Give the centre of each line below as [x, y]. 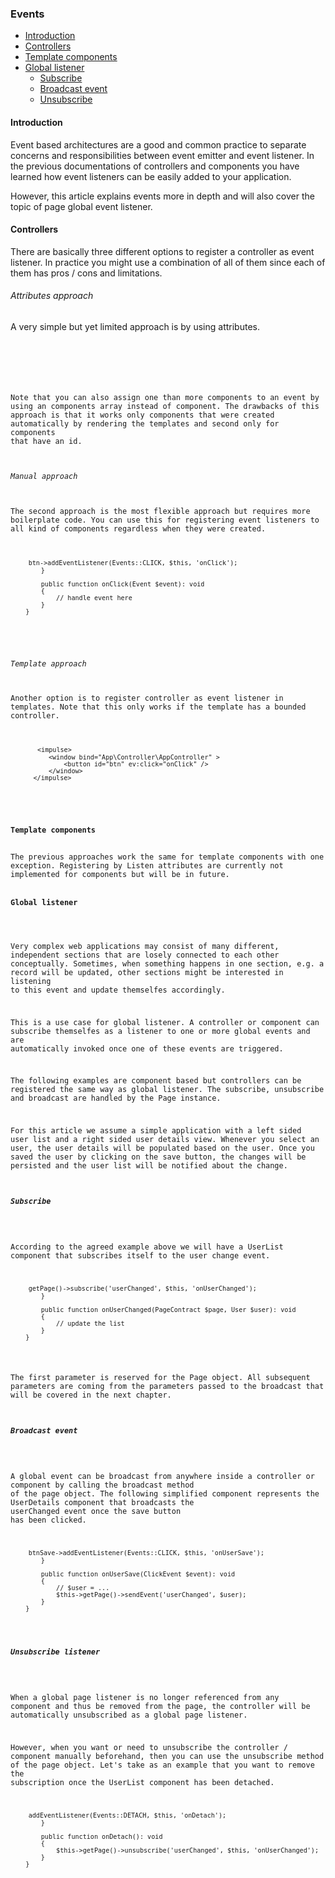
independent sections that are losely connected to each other [145, 955]
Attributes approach [52, 296]
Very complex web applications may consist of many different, [145, 946]
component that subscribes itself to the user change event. [140, 1256]
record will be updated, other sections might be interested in [147, 972]
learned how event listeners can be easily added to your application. [151, 176]
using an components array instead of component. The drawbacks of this [165, 406]
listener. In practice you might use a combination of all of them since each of [168, 262]
